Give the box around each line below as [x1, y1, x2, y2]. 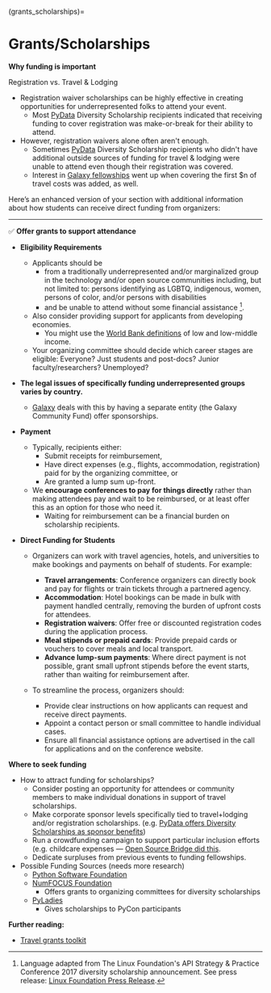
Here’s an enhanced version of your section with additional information [8, 194, 244, 204]
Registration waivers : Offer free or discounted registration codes [44, 618, 262, 628]
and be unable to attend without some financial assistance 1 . [44, 301, 244, 312]
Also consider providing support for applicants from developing [31, 311, 244, 321]
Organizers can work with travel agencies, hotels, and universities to [31, 550, 260, 561]
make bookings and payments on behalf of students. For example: [31, 559, 252, 569]
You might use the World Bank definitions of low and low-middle [44, 328, 258, 338]
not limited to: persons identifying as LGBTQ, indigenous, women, [44, 284, 262, 293]
